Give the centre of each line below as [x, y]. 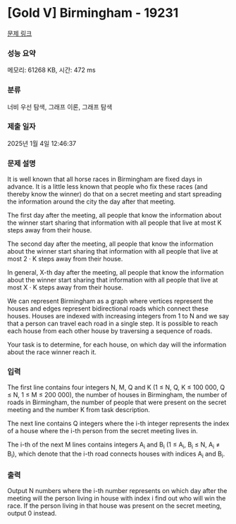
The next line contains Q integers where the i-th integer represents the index [118, 423]
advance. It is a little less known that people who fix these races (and [107, 187]
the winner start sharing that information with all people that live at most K [114, 223]
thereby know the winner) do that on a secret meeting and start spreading [114, 194]
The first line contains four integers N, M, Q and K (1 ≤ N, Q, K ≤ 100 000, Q [116, 387]
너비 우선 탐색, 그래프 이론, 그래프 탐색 [60, 106]
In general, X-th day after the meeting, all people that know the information [116, 273]
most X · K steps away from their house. [66, 287]
